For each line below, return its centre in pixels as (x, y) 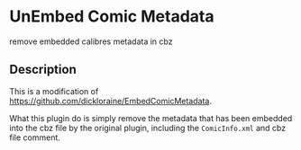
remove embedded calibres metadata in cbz (91, 41)
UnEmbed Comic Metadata (112, 17)
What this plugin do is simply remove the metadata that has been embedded (151, 118)
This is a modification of (54, 91)
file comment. (35, 137)
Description (43, 70)
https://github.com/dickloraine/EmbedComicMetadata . (110, 101)
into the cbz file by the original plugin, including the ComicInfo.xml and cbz (148, 128)
